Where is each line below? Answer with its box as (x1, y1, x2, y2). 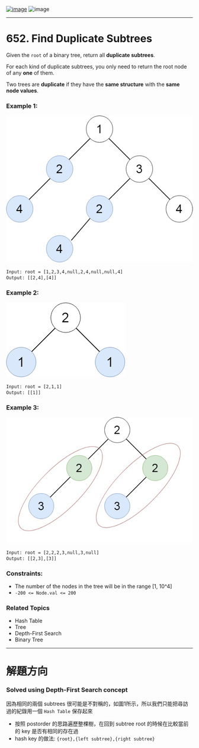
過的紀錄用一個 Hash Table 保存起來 (6, 707, 93, 714)
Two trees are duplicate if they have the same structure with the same (6, 81, 180, 88)
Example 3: (6, 403, 40, 411)
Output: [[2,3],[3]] (6, 555, 57, 561)
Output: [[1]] (6, 389, 41, 395)
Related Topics (6, 603, 50, 612)
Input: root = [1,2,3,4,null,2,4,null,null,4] (6, 269, 123, 275)
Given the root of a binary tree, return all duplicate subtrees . (6, 51, 155, 59)
